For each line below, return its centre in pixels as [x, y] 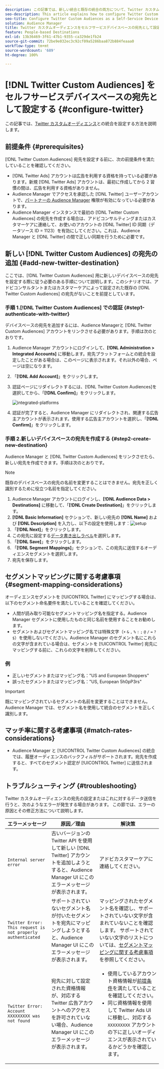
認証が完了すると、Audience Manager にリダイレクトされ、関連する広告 [85, 413]
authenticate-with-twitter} [37, 314]
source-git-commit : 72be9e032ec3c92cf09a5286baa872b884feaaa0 [70, 41]
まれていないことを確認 [126, 923]
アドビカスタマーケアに [126, 859]
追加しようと [76, 863]
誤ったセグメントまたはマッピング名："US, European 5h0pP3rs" [77, 682]
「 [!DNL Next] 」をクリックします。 [48, 529]
